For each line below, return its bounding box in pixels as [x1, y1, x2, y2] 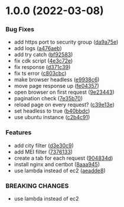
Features [5, 129, 32, 137]
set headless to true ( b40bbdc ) [14, 107, 90, 114]
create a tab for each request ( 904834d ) [14, 155, 113, 162]
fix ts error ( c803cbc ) [14, 70, 67, 77]
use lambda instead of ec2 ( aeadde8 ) [14, 167, 106, 174]
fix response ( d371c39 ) [14, 64, 71, 71]
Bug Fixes [5, 25, 35, 34]
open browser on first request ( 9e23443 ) [14, 88, 115, 96]
